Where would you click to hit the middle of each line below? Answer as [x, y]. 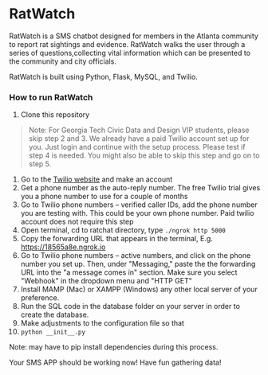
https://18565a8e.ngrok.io [63, 247]
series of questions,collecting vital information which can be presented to [130, 53]
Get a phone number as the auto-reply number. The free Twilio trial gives [140, 188]
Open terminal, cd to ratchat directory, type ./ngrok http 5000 [123, 230]
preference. [40, 298]
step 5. [40, 164]
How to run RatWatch [51, 97]
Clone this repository [55, 115]
